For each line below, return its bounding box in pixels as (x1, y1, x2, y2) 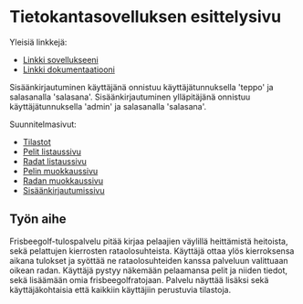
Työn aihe (9, 212, 67, 227)
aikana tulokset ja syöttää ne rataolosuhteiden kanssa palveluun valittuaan (9, 255, 289, 266)
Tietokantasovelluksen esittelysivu (9, 6, 282, 27)
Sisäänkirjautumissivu (22, 184, 105, 195)
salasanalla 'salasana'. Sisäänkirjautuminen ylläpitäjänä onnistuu (9, 91, 251, 102)
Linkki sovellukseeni (22, 54, 99, 65)
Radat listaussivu (22, 155, 87, 166)
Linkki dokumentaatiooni (22, 64, 116, 75)
